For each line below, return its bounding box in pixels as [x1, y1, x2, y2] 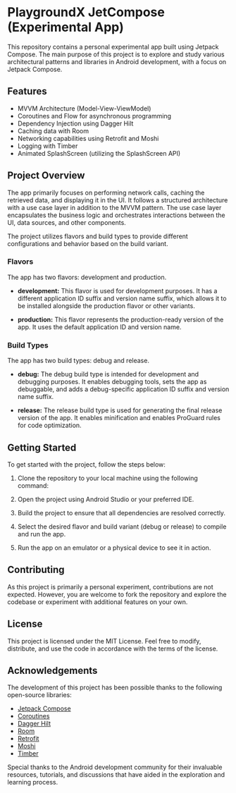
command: [17, 481, 49, 490]
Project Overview [7, 170, 85, 182]
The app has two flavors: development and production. [7, 273, 167, 281]
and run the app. [17, 529, 66, 538]
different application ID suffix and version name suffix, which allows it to [17, 294, 227, 302]
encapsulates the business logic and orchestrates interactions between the [7, 211, 225, 219]
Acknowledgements [7, 664, 98, 677]
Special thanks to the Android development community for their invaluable [7, 763, 223, 772]
